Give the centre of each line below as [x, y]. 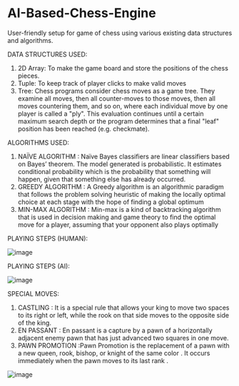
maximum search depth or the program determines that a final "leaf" [118, 121]
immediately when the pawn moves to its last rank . [93, 360]
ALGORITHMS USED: [39, 142]
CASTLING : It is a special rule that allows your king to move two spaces [123, 308]
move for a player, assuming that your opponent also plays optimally [118, 224]
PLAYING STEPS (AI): [39, 266]
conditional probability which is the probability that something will [114, 171]
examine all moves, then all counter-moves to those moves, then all [117, 98]
